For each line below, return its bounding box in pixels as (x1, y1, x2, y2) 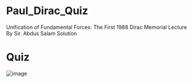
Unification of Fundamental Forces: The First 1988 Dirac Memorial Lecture (6, 24, 187, 31)
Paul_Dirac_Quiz (6, 4, 88, 18)
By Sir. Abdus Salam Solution (6, 29, 77, 36)
